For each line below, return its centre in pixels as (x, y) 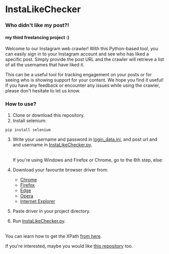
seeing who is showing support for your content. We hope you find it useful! (84, 80)
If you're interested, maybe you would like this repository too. (69, 246)
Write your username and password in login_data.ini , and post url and (85, 139)
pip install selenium (28, 130)
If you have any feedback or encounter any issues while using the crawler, (83, 85)
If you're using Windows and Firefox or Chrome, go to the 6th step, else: (88, 160)
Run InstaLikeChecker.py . (39, 221)
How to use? (21, 104)
